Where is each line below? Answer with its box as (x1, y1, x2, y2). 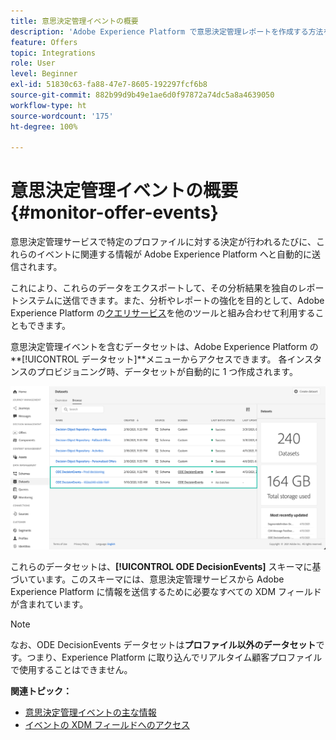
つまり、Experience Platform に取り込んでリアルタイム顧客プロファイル (26, 651, 323, 663)
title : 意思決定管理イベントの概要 (10, 16, 139, 26)
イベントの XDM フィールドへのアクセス (24, 718, 190, 730)
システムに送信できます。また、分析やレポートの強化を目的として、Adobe (18, 295, 325, 307)
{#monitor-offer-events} (10, 201, 219, 224)
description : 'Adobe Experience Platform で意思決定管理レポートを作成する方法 (10, 26, 324, 37)
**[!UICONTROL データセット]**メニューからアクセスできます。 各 (10, 353, 288, 365)
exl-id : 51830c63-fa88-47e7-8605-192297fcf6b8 (10, 80, 208, 90)
